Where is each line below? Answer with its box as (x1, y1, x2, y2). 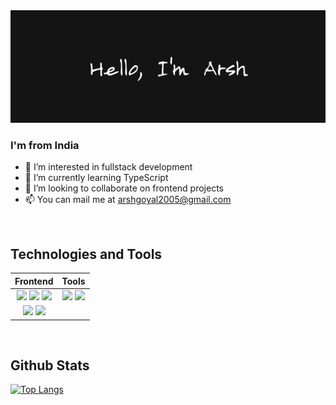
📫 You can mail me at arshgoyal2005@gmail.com (24, 194, 232, 206)
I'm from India (10, 138, 80, 152)
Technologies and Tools (10, 245, 163, 263)
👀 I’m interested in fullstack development (24, 161, 193, 173)
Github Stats (10, 357, 90, 374)
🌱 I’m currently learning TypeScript (24, 172, 169, 184)
